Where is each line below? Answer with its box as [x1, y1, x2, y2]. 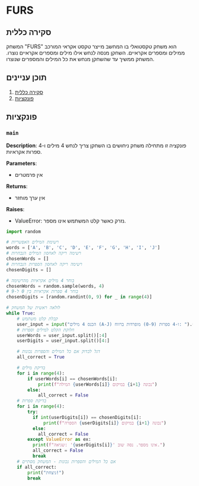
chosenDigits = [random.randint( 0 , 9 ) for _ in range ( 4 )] [6, 294, 152, 300]
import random [6, 228, 41, 234]
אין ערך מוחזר [14, 194, 46, 201]
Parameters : [6, 160, 37, 167]
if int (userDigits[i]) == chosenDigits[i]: [32, 414, 142, 420]
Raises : [6, 205, 25, 212]
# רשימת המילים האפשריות [6, 239, 59, 245]
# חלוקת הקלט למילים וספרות [17, 327, 75, 333]
